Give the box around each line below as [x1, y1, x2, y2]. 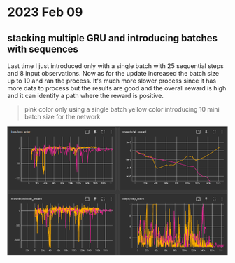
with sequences [7, 43, 79, 55]
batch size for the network [24, 113, 101, 121]
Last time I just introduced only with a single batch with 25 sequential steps [7, 62, 224, 70]
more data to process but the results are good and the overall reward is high [7, 84, 227, 92]
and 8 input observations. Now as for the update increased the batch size [7, 69, 219, 77]
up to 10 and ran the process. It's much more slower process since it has [7, 76, 217, 85]
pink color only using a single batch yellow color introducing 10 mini [24, 105, 220, 113]
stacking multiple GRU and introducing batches [7, 32, 218, 44]
